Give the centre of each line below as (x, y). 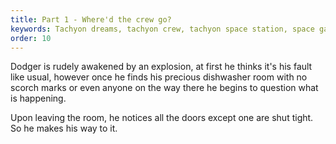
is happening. (38, 98)
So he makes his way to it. (64, 128)
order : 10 (31, 38)
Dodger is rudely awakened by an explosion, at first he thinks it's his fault (161, 67)
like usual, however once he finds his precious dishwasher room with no (159, 77)
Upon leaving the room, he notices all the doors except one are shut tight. (162, 118)
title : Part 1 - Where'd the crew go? (91, 19)
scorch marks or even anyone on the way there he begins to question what (164, 88)
